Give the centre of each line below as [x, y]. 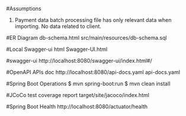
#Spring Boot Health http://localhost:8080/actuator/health [77, 107]
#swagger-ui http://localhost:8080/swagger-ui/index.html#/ [79, 61]
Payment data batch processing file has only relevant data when [93, 20]
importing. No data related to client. [58, 26]
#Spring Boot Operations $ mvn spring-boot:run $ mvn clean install [88, 83]
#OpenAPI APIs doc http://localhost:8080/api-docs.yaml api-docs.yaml [93, 72]
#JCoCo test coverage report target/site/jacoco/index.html [78, 95]
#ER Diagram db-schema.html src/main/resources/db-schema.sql [86, 38]
